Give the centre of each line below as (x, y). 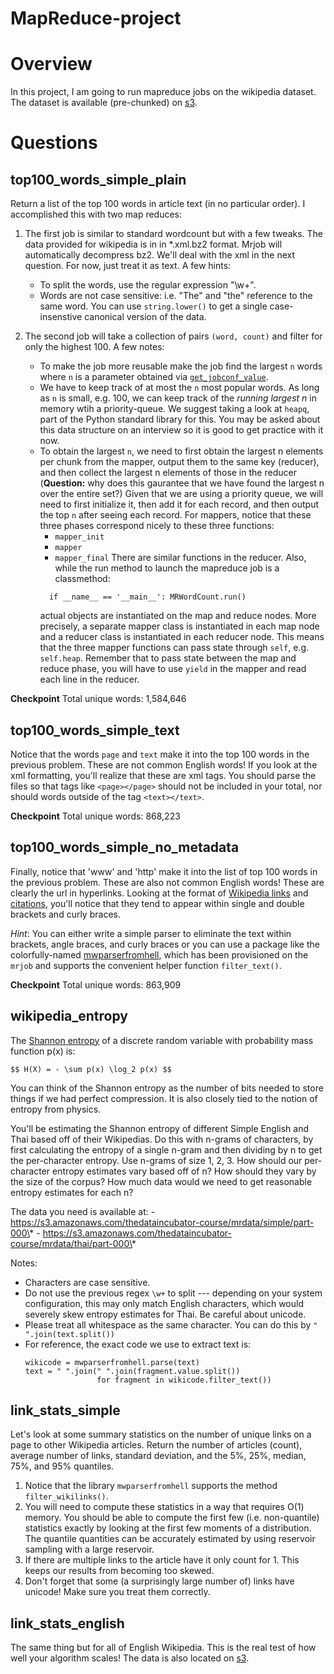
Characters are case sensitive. (87, 1282)
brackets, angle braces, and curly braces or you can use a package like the (165, 944)
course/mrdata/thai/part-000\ (71, 1243)
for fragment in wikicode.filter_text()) (184, 1380)
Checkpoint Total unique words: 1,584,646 (98, 699)
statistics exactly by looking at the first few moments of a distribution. (168, 1528)
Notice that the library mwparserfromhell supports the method (151, 1486)
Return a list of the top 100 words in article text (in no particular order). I (158, 204)
